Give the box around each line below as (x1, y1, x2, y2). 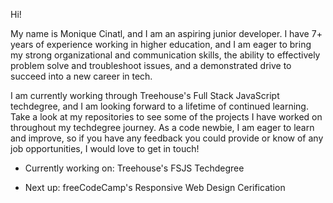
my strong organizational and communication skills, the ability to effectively (10, 49, 321, 61)
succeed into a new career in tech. (10, 70, 153, 82)
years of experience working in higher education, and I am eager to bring (10, 39, 312, 50)
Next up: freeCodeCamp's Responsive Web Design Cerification (24, 182, 286, 193)
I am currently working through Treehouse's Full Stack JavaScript (10, 90, 280, 101)
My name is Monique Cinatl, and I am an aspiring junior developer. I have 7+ (10, 28, 323, 39)
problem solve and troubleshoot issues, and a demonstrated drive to (10, 60, 292, 71)
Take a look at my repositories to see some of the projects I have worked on (10, 111, 323, 123)
